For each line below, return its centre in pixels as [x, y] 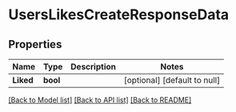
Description [93, 67]
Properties [35, 44]
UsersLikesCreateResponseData [119, 15]
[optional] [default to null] [172, 80]
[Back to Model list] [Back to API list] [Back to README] [100, 100]
